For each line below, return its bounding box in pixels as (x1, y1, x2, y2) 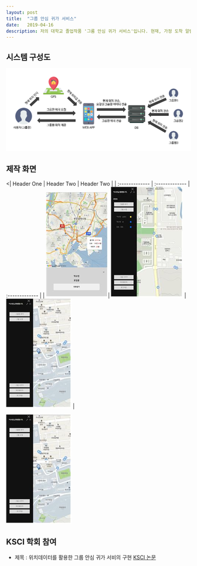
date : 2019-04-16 (6, 22, 54, 28)
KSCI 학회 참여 (6, 537, 57, 547)
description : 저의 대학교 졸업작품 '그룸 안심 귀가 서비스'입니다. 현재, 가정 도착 (6, 28, 183, 34)
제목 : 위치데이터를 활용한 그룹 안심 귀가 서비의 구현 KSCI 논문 (14, 554, 157, 561)
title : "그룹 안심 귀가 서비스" (6, 15, 77, 22)
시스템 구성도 (6, 52, 51, 62)
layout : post (6, 9, 38, 15)
